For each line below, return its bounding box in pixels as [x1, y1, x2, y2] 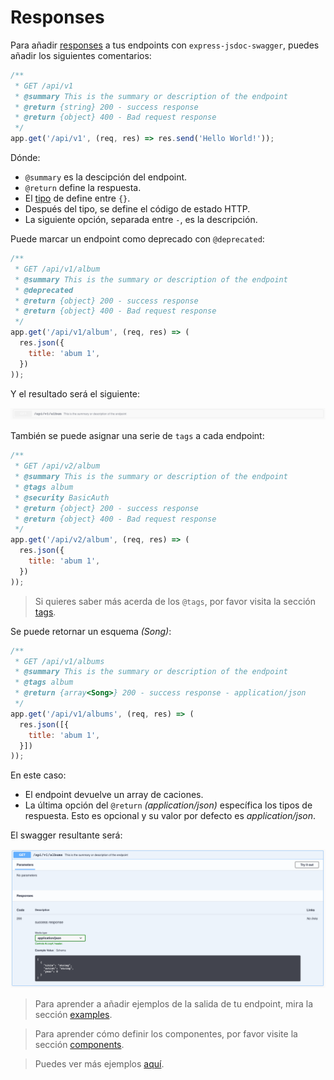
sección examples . [34, 1008, 113, 1020]
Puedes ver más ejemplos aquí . [34, 1057, 165, 1070]
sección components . [34, 1038, 125, 1050]
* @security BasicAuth [14, 492, 110, 503]
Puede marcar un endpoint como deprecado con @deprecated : [10, 233, 265, 245]
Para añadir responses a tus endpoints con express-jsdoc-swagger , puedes [10, 39, 320, 51]
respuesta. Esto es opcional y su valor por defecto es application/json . [24, 810, 317, 822]
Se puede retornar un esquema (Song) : [10, 625, 172, 637]
